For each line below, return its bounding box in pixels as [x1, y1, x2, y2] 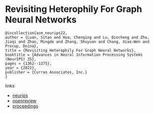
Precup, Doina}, [5, 43, 39, 48]
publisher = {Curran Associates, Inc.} [5, 70, 88, 75]
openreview [12, 98, 37, 104]
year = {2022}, [5, 65, 37, 70]
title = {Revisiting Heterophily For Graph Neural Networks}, [5, 48, 136, 53]
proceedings [12, 103, 39, 109]
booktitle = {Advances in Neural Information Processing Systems [5, 52, 143, 57]
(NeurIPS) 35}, [5, 56, 37, 62]
